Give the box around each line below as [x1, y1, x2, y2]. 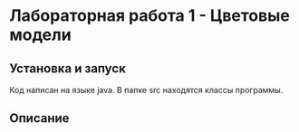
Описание [9, 110, 70, 127]
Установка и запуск [9, 61, 127, 76]
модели [9, 24, 72, 45]
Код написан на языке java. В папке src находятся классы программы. [9, 85, 284, 95]
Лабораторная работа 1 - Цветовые [9, 5, 290, 26]
